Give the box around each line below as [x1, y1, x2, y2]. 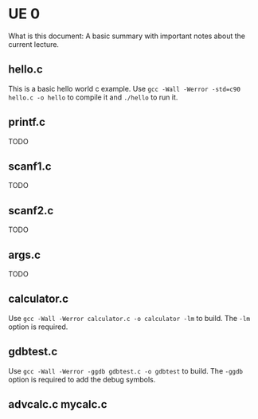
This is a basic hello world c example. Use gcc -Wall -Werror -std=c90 [8, 84, 241, 93]
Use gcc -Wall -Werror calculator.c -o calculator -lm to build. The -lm [8, 313, 251, 323]
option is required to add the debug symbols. [8, 374, 156, 384]
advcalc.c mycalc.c [8, 397, 107, 411]
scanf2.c [8, 204, 54, 217]
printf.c [8, 116, 46, 129]
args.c [8, 248, 41, 261]
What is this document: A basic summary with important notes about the [8, 31, 245, 41]
